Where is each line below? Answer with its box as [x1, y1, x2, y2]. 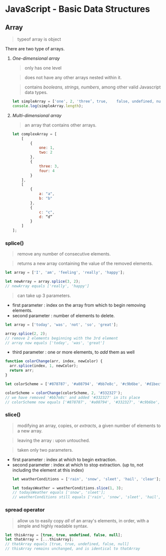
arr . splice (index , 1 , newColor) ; [9, 363, 79, 369]
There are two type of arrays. [5, 46, 65, 51]
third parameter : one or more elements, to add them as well [12, 349, 135, 355]
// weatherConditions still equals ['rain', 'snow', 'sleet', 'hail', [12, 495, 161, 500]
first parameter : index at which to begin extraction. [12, 456, 117, 463]
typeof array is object [17, 36, 61, 42]
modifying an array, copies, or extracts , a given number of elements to [17, 423, 161, 428]
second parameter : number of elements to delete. [12, 312, 115, 318]
